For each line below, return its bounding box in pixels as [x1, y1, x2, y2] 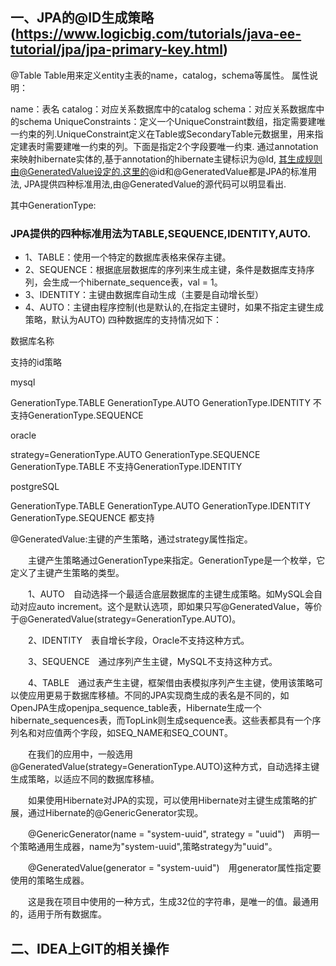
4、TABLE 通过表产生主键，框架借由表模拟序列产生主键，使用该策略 [27, 677, 315, 689]
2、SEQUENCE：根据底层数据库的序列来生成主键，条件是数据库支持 [24, 264, 307, 276]
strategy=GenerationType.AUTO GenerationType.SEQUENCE [10, 449, 261, 461]
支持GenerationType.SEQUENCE [10, 409, 144, 422]
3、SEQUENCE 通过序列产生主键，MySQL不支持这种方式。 [27, 656, 278, 668]
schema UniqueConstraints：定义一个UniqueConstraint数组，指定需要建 [18, 115, 317, 127]
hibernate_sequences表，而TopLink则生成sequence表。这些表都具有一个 [10, 714, 313, 727]
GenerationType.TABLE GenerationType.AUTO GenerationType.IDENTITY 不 [10, 397, 322, 409]
